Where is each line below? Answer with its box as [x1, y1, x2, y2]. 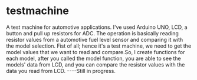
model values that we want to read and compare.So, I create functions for [6, 48, 185, 55]
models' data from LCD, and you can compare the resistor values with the [6, 61, 185, 68]
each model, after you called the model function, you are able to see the [6, 55, 181, 62]
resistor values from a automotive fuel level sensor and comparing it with [6, 36, 183, 43]
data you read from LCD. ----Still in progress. [6, 67, 116, 74]
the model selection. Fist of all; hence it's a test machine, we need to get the [6, 42, 192, 49]
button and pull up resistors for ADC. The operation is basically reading [6, 29, 179, 36]
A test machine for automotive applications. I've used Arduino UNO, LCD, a [6, 24, 188, 31]
